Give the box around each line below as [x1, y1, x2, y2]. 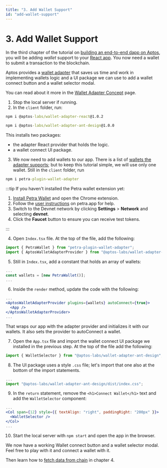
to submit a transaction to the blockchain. [5, 60, 91, 66]
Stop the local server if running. [12, 100, 78, 105]
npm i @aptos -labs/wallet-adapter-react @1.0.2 [5, 114, 104, 119]
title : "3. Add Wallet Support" [5, 7, 72, 12]
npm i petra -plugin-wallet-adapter [5, 177, 79, 182]
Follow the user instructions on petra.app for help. [12, 201, 115, 207]
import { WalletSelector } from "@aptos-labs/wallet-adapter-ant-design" [5, 353, 162, 358]
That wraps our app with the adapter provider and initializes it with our [5, 323, 149, 329]
